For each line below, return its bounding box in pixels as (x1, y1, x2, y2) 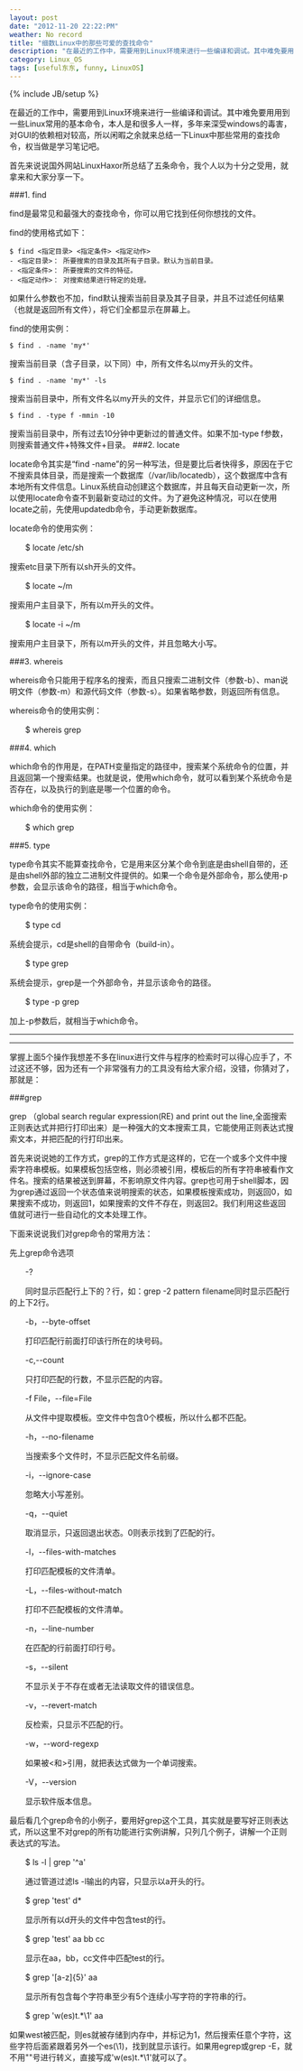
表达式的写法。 (9, 1837, 65, 1848)
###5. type (9, 840, 50, 850)
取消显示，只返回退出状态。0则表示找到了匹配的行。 (24, 1527, 220, 1537)
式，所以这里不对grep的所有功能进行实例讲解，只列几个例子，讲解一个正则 (9, 1825, 288, 1837)
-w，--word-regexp (24, 1738, 99, 1749)
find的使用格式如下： (9, 227, 87, 237)
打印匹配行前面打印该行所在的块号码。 (24, 1335, 168, 1346)
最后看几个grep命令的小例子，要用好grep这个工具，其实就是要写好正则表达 (9, 1815, 289, 1825)
